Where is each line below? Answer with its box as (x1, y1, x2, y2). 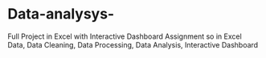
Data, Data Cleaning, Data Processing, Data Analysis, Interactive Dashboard (7, 39, 259, 49)
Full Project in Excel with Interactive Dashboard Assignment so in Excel (7, 31, 242, 41)
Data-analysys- (7, 5, 115, 23)
